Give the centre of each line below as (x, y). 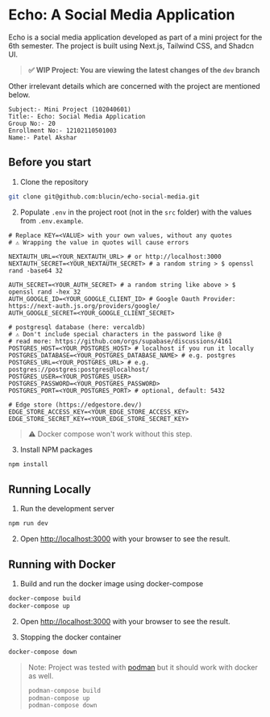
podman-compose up (59, 698)
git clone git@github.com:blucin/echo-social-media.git (104, 196)
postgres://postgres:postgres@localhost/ (79, 369)
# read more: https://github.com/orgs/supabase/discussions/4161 (120, 341)
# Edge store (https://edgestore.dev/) (75, 405)
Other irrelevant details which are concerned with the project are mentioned (134, 85)
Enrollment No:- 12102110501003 (62, 131)
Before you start (50, 163)
